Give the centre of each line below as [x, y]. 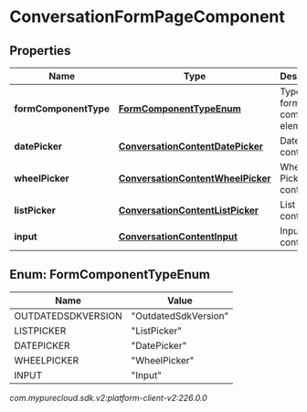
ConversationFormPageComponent [148, 17]
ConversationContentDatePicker [191, 146]
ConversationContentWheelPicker [195, 178]
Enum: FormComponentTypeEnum [110, 275]
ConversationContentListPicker [188, 210]
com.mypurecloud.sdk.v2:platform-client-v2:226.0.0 [108, 397]
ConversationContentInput [178, 237]
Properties [40, 51]
